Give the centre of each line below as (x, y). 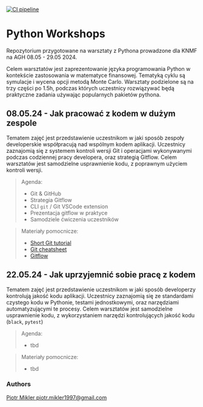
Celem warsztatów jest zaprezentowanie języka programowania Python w (98, 69)
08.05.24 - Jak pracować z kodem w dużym (91, 114)
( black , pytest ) (25, 321)
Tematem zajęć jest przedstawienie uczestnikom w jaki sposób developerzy (101, 289)
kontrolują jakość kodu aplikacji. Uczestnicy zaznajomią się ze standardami (100, 296)
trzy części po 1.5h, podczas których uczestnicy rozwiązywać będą (90, 88)
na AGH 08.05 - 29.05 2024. (42, 57)
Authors (19, 384)
